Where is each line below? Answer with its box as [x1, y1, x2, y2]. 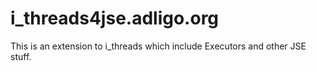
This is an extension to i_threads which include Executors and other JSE [10, 40, 307, 52]
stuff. [10, 50, 32, 62]
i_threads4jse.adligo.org [10, 7, 220, 30]
